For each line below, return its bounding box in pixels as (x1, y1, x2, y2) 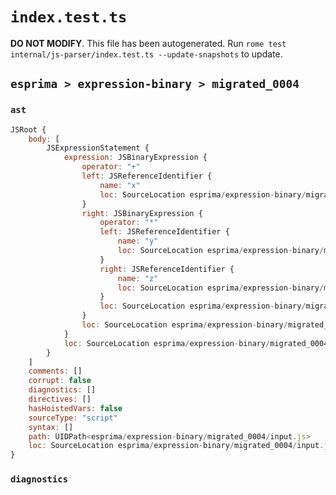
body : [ (28, 134, 60, 144)
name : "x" (99, 180, 141, 190)
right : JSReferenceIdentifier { (99, 264, 235, 274)
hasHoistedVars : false (28, 403, 123, 413)
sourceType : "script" (28, 413, 118, 423)
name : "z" (117, 273, 159, 283)
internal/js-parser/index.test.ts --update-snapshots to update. (10, 48, 283, 60)
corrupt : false (28, 376, 92, 386)
